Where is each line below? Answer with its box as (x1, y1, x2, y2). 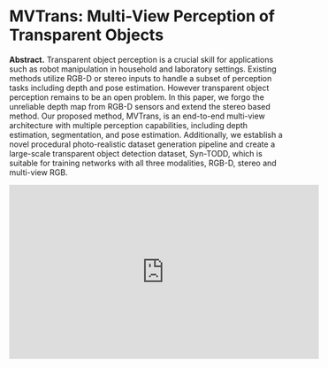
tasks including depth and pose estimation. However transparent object (9, 82, 270, 93)
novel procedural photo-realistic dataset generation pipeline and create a (9, 139, 276, 149)
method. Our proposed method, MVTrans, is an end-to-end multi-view (9, 111, 265, 121)
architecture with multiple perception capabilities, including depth (9, 119, 248, 130)
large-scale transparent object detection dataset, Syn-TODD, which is (9, 148, 263, 158)
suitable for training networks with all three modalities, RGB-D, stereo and (9, 157, 277, 168)
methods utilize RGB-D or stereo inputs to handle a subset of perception (9, 73, 272, 83)
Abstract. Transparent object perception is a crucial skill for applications (9, 54, 274, 65)
